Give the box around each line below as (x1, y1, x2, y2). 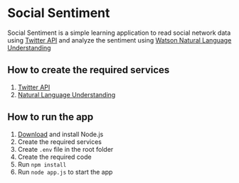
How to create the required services (7, 64, 170, 76)
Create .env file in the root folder (17, 145, 114, 153)
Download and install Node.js (17, 130, 104, 138)
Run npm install (17, 160, 67, 168)
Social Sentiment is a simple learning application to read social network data (7, 28, 231, 37)
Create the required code (17, 152, 92, 161)
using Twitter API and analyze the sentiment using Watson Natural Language (7, 35, 232, 44)
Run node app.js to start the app (17, 167, 113, 176)
